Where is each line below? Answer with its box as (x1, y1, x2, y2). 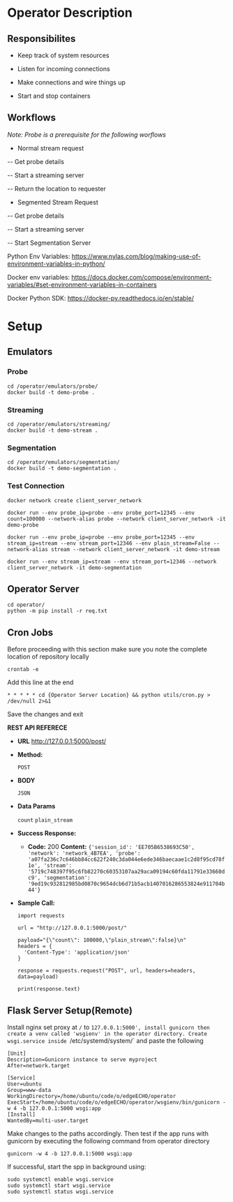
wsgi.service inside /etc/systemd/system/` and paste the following (7, 1037, 204, 1045)
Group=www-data (7, 1087, 52, 1094)
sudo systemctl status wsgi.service (7, 1188, 114, 1196)
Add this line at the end (7, 678, 74, 686)
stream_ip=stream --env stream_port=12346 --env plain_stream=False (7, 539, 211, 547)
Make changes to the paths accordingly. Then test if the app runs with (7, 1129, 209, 1138)
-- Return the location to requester (7, 184, 106, 193)
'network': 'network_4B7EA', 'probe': (27, 850, 141, 857)
